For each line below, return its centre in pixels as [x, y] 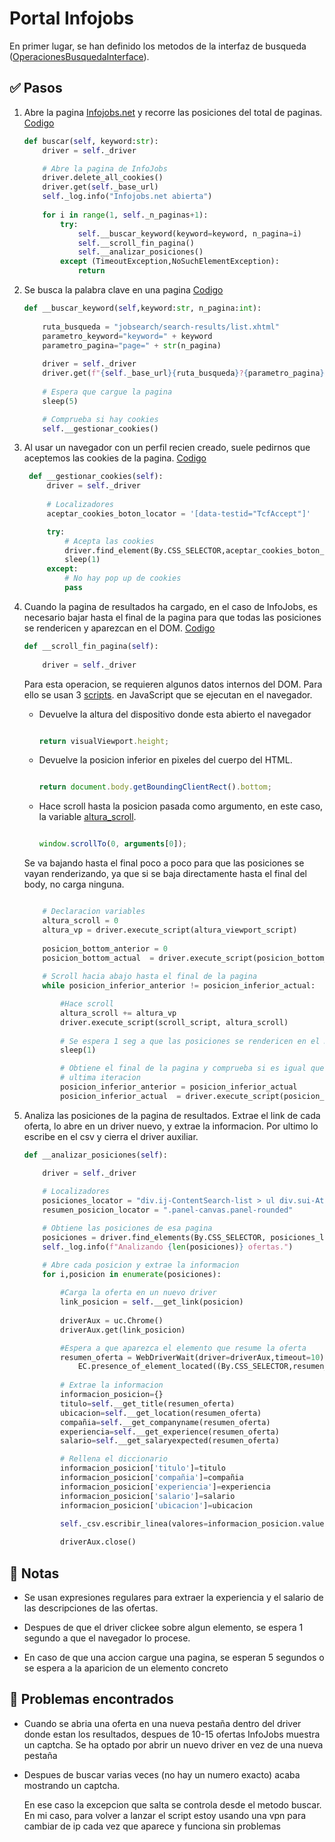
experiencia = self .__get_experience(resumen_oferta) [170, 1432]
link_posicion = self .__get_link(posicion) [152, 1302]
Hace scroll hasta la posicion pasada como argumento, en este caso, [181, 806]
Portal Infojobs [71, 18]
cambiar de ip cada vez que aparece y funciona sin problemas [152, 1826]
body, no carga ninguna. [74, 884]
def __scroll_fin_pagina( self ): [91, 646]
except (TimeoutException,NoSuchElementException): [170, 262]
